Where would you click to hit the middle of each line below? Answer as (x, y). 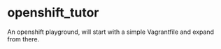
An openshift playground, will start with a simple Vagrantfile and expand (111, 32)
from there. (23, 39)
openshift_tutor (53, 13)
